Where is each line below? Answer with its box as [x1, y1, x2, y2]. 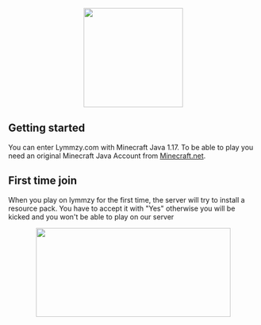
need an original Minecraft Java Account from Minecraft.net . [8, 151, 206, 161]
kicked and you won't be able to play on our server [8, 211, 175, 222]
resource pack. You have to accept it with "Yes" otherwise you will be [8, 203, 236, 213]
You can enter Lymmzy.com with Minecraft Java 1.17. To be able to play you [8, 142, 254, 152]
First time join [8, 174, 78, 188]
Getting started [8, 122, 86, 135]
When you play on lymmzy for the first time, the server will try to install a [8, 195, 245, 204]
